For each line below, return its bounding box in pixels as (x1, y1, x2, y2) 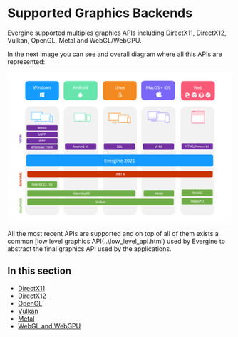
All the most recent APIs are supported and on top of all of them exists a (7, 230, 219, 238)
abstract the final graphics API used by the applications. (7, 245, 172, 253)
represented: (7, 57, 46, 65)
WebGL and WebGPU (17, 321, 81, 330)
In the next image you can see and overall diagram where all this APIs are (7, 50, 222, 58)
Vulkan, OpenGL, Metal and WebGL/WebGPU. (7, 36, 142, 44)
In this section (7, 265, 72, 277)
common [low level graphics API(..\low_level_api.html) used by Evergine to (7, 237, 226, 246)
